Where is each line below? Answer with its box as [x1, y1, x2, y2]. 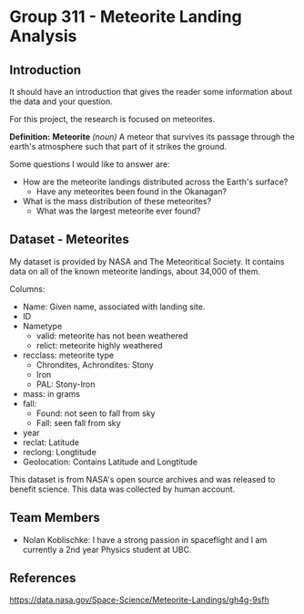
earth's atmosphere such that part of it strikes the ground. [9, 141, 228, 151]
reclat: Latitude [22, 436, 80, 448]
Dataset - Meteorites [9, 232, 130, 247]
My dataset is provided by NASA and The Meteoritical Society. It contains [9, 255, 285, 266]
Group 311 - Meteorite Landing [9, 6, 243, 27]
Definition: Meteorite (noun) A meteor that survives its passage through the [9, 131, 296, 142]
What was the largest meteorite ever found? [35, 205, 201, 216]
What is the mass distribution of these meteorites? [22, 196, 212, 206]
